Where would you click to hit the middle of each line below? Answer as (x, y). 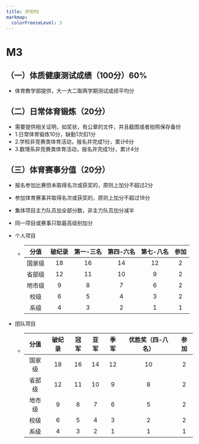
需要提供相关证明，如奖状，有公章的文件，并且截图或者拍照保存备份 (98, 127)
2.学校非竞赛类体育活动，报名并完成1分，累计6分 (74, 142)
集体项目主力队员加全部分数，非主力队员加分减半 (74, 210)
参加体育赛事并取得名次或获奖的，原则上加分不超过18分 (82, 198)
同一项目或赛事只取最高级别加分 (54, 223)
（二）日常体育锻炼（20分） (58, 111)
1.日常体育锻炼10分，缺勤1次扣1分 (55, 134)
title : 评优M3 (23, 12)
